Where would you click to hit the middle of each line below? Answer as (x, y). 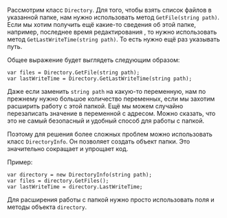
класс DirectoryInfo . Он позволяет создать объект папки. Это (99, 141)
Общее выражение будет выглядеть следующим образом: (94, 60)
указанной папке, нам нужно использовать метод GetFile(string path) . (113, 17)
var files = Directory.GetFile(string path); (73, 72)
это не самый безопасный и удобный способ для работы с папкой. (106, 121)
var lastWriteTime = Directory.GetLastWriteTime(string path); (100, 79)
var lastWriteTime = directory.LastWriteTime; (75, 187)
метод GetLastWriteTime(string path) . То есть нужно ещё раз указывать (113, 39)
